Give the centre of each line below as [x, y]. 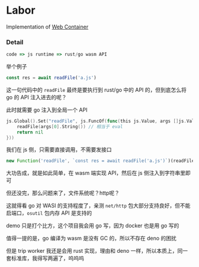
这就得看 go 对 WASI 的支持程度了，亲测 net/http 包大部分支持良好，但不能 [98, 206]
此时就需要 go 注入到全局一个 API [47, 110]
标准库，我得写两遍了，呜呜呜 [47, 258]
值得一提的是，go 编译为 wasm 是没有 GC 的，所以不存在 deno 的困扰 [91, 239]
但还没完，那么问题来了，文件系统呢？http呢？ [63, 193]
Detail [15, 42]
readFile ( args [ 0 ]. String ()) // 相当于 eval [70, 126]
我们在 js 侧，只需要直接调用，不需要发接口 [59, 150]
